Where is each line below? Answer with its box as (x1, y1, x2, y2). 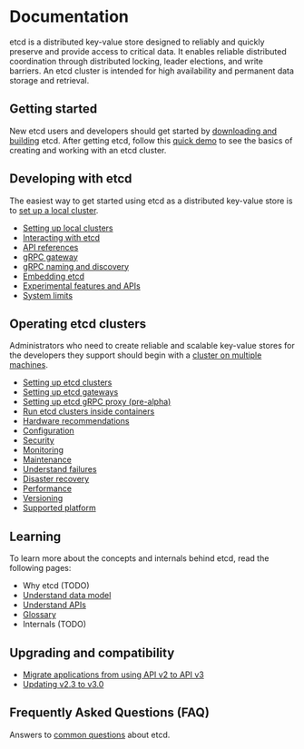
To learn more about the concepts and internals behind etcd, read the (9, 553, 270, 564)
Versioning (22, 493, 64, 504)
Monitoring (22, 445, 64, 456)
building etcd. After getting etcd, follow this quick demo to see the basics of (9, 134, 293, 146)
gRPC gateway (22, 251, 79, 262)
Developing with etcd (9, 171, 132, 187)
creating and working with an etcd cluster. (9, 144, 167, 155)
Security (22, 435, 54, 446)
